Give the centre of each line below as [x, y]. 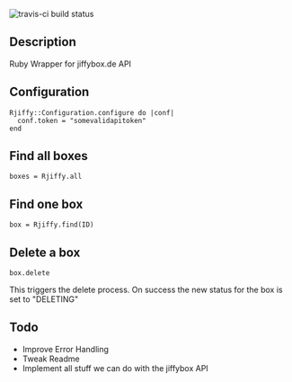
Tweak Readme [51, 359]
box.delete [30, 273]
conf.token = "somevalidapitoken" [82, 120]
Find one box [46, 204]
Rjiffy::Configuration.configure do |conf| [92, 112]
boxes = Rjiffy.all [46, 177]
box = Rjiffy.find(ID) [52, 225]
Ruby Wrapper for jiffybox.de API [71, 64]
